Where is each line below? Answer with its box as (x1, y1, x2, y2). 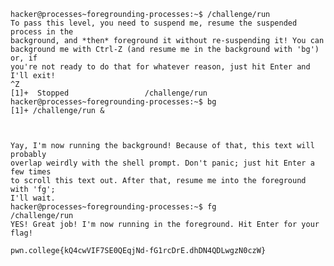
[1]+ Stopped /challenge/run (10, 88, 208, 98)
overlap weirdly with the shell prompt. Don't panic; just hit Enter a (10, 158, 315, 168)
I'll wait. (10, 193, 56, 203)
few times (10, 167, 52, 177)
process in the (10, 27, 74, 37)
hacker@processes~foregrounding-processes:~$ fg (10, 202, 217, 212)
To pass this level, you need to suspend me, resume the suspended (10, 18, 298, 28)
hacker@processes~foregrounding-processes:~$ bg (10, 97, 217, 107)
